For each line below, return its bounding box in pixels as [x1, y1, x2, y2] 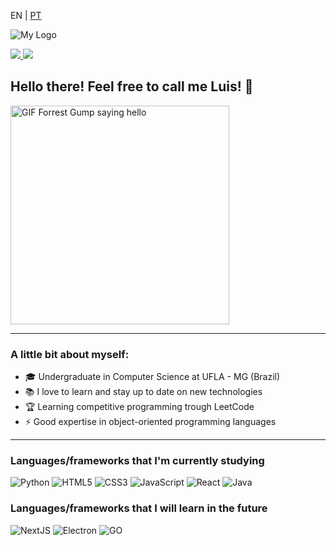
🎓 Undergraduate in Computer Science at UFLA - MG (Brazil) [24, 371, 281, 383]
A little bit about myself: [10, 347, 130, 361]
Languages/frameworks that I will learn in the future [10, 501, 268, 515]
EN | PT [10, 10, 42, 21]
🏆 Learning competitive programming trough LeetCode [24, 401, 255, 413]
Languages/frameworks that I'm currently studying [10, 454, 265, 468]
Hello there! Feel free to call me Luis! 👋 [10, 78, 254, 95]
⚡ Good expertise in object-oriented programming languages [24, 416, 277, 428]
